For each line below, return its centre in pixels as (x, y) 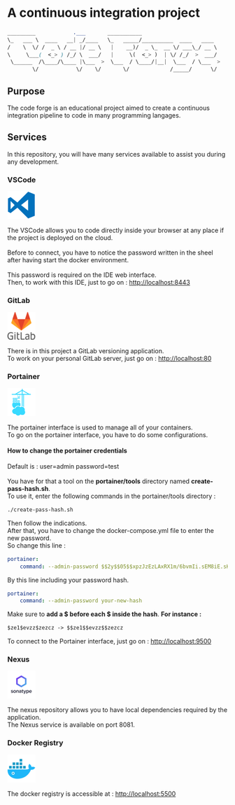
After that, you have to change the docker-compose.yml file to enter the (111, 530)
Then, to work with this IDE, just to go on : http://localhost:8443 (99, 283)
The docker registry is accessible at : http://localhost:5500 (92, 793)
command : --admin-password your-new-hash (81, 601)
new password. (29, 538)
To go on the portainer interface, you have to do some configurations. (108, 434)
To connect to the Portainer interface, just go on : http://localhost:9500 (109, 641)
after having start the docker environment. (68, 260)
